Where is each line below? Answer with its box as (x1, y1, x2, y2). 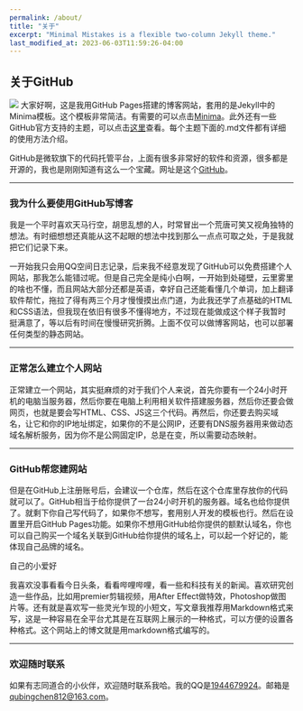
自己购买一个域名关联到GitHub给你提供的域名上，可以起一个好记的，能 (24, 530, 289, 540)
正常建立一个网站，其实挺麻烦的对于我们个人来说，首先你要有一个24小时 (9, 384, 280, 395)
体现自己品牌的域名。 (9, 540, 88, 551)
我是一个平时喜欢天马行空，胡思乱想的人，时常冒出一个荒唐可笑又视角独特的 (9, 219, 294, 230)
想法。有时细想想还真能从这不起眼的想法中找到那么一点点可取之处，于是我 (9, 231, 286, 242)
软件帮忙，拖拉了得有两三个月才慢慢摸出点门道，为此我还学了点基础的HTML (9, 295, 293, 306)
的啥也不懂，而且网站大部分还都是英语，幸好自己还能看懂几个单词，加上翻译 (9, 283, 294, 294)
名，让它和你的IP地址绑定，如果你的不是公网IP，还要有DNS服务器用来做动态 (9, 418, 294, 429)
